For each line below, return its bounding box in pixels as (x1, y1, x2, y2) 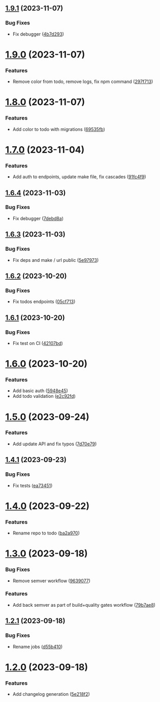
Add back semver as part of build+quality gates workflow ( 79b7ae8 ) (12, 602, 156, 608)
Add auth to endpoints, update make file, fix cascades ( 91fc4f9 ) (12, 174, 146, 180)
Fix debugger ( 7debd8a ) (12, 215, 63, 221)
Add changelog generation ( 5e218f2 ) (12, 691, 90, 697)
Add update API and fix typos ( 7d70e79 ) (12, 441, 97, 447)
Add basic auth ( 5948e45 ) (12, 388, 69, 394)
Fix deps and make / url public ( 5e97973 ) (12, 257, 99, 263)
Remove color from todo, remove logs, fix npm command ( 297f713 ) (12, 78, 153, 85)
